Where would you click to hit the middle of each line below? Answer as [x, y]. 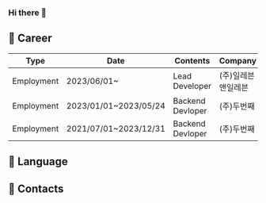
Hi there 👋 [28, 13]
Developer [192, 86]
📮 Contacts [36, 188]
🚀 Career [30, 38]
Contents [192, 60]
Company [238, 60]
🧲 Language [38, 162]
